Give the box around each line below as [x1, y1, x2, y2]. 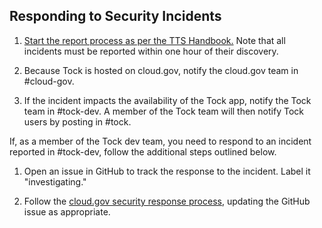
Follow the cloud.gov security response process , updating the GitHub [23, 195, 311, 207]
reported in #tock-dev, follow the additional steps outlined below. [9, 145, 277, 158]
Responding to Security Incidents [9, 8, 222, 25]
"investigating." [23, 175, 87, 188]
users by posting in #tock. [23, 115, 132, 128]
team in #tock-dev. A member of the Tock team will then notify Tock [23, 105, 304, 117]
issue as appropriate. [23, 205, 111, 218]
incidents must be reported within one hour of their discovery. [23, 45, 279, 57]
